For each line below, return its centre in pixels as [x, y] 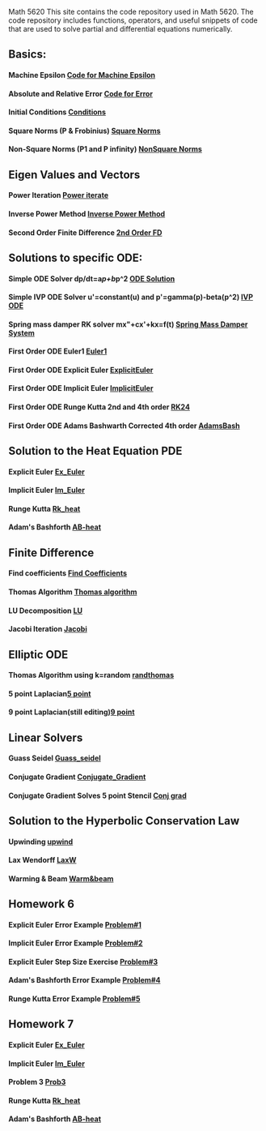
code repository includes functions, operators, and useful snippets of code [133, 20]
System [21, 332]
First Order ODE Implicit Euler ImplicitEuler [81, 388]
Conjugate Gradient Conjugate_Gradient [77, 777]
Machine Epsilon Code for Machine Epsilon [82, 75]
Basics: [27, 55]
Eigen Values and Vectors [74, 175]
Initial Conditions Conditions [57, 112]
